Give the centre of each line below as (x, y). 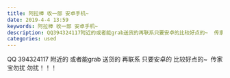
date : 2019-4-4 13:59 (38, 20)
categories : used (32, 39)
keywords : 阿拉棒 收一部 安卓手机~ (52, 26)
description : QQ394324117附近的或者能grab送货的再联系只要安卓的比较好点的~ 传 (113, 32)
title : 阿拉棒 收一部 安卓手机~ (48, 13)
